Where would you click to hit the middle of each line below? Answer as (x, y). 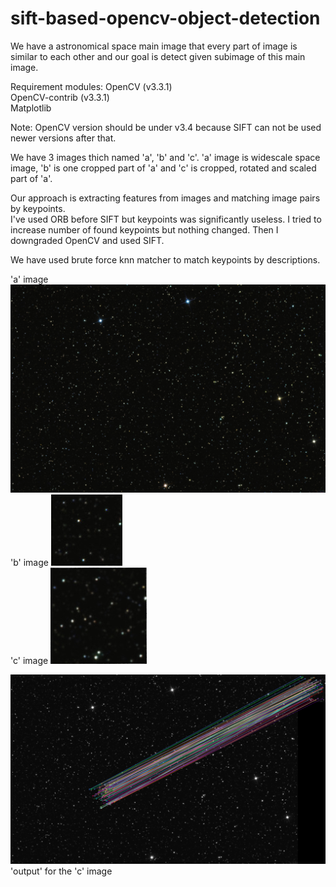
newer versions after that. (63, 138)
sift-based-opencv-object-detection (165, 18)
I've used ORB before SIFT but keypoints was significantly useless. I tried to (166, 219)
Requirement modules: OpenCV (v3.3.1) (91, 86)
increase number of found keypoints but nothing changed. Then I (144, 229)
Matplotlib (31, 108)
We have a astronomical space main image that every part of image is (154, 46)
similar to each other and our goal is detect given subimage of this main (158, 56)
